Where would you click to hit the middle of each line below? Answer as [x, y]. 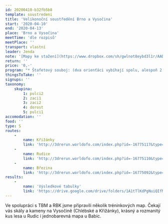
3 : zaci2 [32, 103]
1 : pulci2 [33, 93]
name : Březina [38, 168]
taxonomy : [15, 84]
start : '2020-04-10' [27, 24]
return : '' [16, 61]
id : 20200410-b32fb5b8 [29, 10]
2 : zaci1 [32, 98]
